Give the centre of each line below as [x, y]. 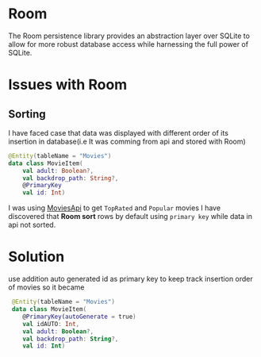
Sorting [27, 114]
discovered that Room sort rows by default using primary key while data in [130, 217]
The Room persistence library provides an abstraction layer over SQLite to [129, 36]
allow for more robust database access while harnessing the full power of [128, 44]
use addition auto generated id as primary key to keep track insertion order [131, 279]
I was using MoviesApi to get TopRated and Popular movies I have [114, 208]
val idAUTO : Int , [51, 324]
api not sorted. [32, 225]
